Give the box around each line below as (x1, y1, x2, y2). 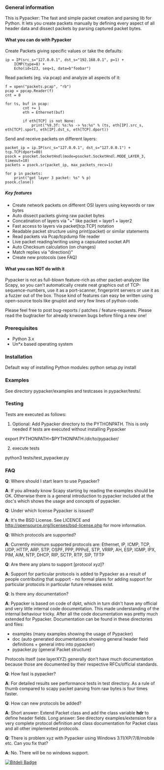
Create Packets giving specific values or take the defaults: (5, 48, 123, 54)
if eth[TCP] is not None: (23, 118, 76, 123)
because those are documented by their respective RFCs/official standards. (5, 661, 158, 667)
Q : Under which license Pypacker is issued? (5, 508, 94, 514)
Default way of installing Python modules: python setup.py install (5, 364, 137, 370)
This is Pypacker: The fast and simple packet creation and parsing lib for (5, 15, 152, 21)
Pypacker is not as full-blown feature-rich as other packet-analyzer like (5, 277, 150, 283)
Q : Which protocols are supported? (5, 532, 76, 538)
